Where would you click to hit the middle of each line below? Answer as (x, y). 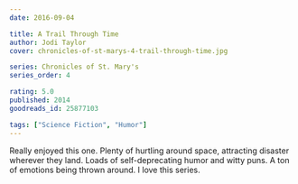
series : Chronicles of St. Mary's (74, 67)
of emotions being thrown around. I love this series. (105, 170)
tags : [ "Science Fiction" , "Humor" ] (78, 124)
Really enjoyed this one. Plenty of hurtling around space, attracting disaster (149, 151)
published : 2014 (40, 100)
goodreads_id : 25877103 (54, 108)
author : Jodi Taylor (48, 42)
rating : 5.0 (32, 92)
